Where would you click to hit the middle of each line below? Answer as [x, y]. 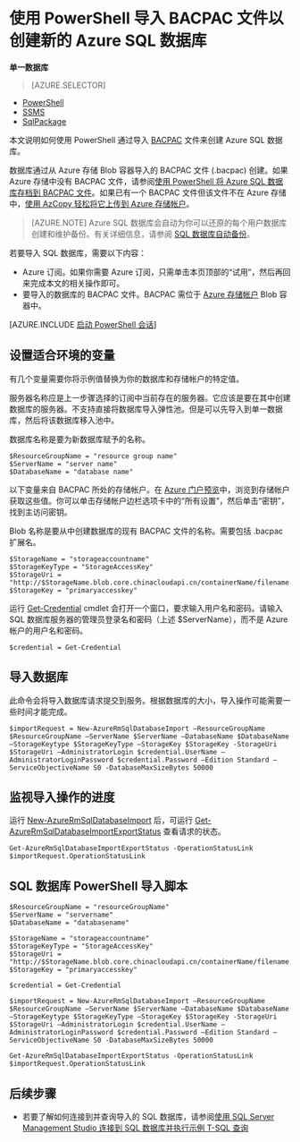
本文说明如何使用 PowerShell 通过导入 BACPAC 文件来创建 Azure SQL [137, 140]
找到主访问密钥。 [41, 512]
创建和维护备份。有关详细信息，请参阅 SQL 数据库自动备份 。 [143, 234]
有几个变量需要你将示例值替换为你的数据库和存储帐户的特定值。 [126, 379]
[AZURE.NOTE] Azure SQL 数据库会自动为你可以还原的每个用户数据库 [159, 222]
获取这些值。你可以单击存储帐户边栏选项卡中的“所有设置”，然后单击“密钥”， [149, 500]
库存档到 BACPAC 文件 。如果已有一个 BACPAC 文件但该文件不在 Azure [139, 192]
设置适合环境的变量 [62, 356]
